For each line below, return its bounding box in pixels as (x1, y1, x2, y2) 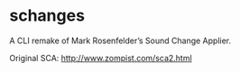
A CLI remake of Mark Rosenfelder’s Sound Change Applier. (9, 35, 232, 46)
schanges (9, 5, 86, 26)
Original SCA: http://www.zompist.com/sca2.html (9, 52, 192, 63)
